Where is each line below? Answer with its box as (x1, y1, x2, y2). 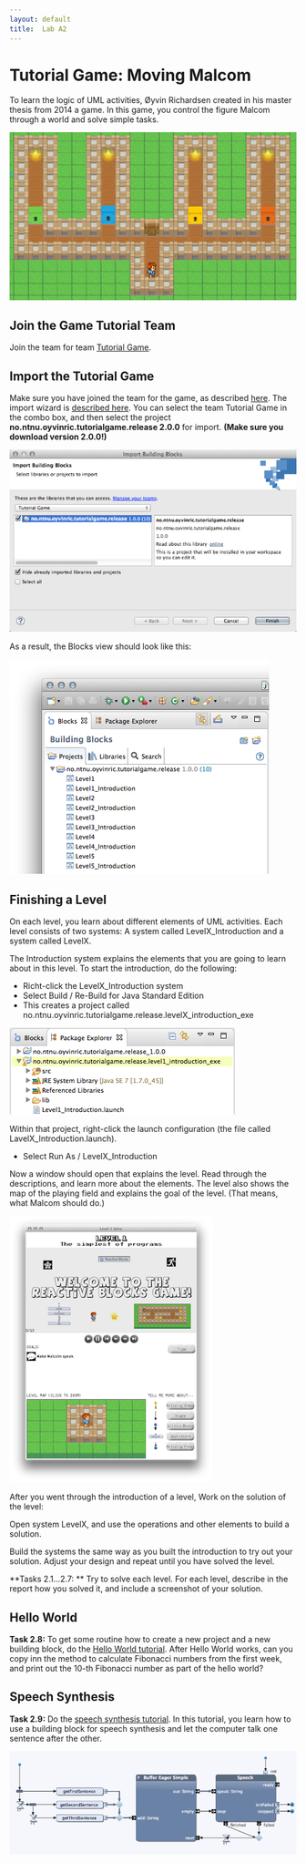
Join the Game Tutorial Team (9, 317, 176, 333)
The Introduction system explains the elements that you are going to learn (9, 953, 287, 964)
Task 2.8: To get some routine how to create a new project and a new (9, 1634, 271, 1645)
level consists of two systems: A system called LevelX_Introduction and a (9, 926, 284, 937)
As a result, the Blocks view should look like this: (9, 641, 192, 652)
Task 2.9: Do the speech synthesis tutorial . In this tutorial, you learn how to (9, 1714, 291, 1724)
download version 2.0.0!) (9, 431, 107, 442)
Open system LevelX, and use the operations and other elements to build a (9, 1518, 290, 1530)
